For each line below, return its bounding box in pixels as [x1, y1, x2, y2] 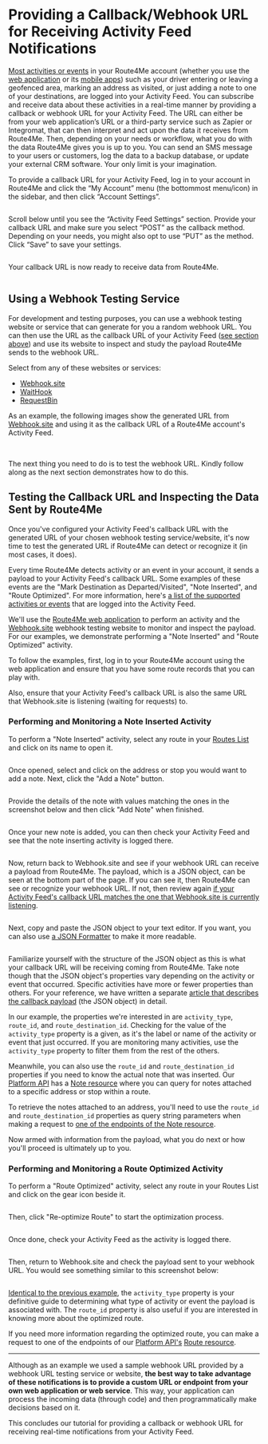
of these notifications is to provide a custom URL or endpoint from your [8, 1378, 249, 1387]
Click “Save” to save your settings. [8, 240, 122, 249]
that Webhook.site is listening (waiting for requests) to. [8, 696, 188, 706]
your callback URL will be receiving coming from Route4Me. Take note [8, 962, 239, 972]
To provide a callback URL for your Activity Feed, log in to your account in [8, 174, 251, 184]
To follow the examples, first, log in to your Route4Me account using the [8, 655, 245, 664]
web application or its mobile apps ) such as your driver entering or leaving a [8, 74, 258, 84]
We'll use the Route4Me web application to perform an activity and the [8, 614, 241, 624]
